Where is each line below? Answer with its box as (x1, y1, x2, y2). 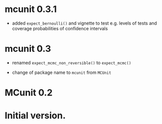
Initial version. (5, 110, 66, 121)
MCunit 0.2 (5, 87, 53, 98)
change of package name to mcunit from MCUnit (12, 69, 112, 75)
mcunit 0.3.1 (5, 4, 57, 15)
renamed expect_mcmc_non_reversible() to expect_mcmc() (12, 59, 132, 66)
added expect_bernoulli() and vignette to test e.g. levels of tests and (12, 20, 157, 26)
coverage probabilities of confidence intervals (12, 25, 108, 31)
